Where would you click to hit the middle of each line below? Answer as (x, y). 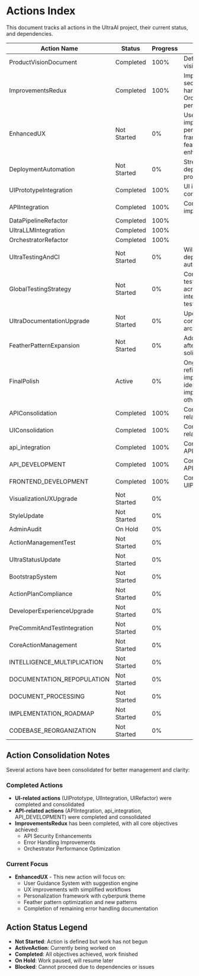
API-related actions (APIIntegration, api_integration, (78, 811)
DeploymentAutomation (42, 169)
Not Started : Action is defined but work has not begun (81, 942)
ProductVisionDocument (43, 62)
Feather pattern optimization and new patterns (80, 902)
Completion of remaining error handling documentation (91, 909)
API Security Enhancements (57, 836)
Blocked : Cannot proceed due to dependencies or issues (84, 967)
